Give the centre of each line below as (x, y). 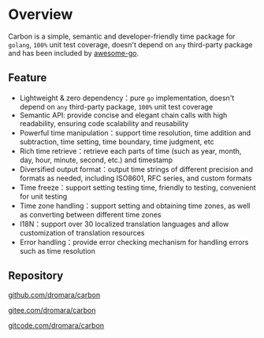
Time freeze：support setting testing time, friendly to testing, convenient (138, 188)
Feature (28, 78)
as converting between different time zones (90, 214)
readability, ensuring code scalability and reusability (104, 123)
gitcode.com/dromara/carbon (56, 325)
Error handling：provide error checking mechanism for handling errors (134, 242)
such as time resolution (58, 251)
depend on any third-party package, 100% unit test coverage (116, 106)
